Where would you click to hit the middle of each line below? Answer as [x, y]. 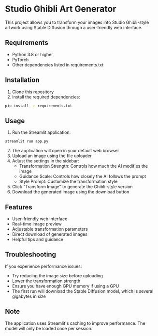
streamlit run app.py [27, 142]
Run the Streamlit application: [41, 132]
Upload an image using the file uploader [52, 156]
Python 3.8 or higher [32, 54]
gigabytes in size [29, 296]
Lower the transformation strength [46, 281]
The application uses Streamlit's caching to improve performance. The [75, 323]
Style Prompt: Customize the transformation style [68, 182]
